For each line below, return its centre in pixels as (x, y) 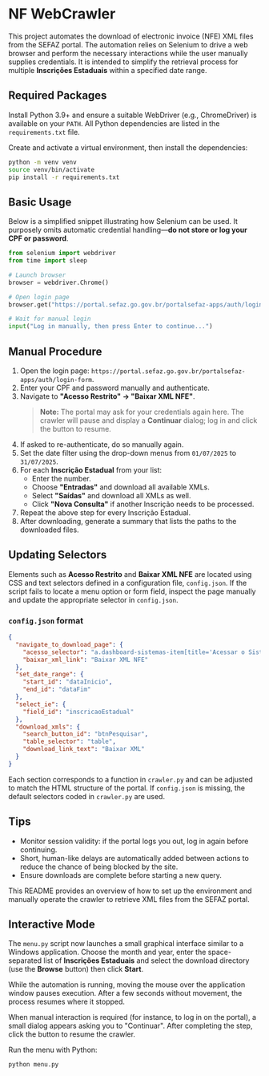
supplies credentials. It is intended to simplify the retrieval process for (123, 62)
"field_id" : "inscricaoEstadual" (78, 712)
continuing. (38, 849)
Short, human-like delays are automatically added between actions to (134, 858)
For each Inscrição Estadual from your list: (91, 470)
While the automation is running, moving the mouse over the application (127, 985)
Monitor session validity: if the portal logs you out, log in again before (134, 841)
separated (25, 960)
